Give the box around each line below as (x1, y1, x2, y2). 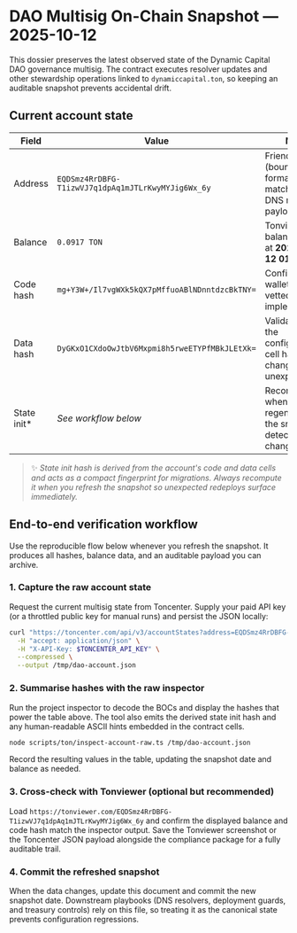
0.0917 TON (57, 237, 103, 247)
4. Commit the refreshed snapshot (9, 866, 160, 878)
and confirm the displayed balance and (145, 815, 289, 826)
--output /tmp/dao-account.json (17, 661, 137, 670)
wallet (264, 277, 290, 290)
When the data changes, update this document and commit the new (9, 886, 256, 896)
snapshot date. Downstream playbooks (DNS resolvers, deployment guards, (9, 895, 286, 906)
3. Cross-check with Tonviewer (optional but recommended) (9, 786, 275, 798)
